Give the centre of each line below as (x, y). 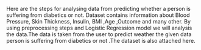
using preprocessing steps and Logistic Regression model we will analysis (99, 28)
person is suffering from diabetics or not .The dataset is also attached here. (101, 41)
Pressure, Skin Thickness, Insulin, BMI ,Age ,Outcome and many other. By (98, 21)
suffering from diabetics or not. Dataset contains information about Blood (98, 15)
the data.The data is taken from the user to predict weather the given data (99, 34)
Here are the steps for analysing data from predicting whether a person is (98, 9)
